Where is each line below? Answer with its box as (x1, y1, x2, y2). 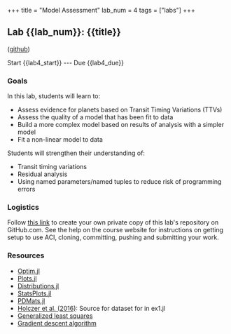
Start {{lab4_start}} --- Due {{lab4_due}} (7, 58, 125, 67)
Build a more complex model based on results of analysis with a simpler (17, 121, 225, 129)
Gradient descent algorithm (17, 319, 97, 327)
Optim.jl (17, 267, 41, 275)
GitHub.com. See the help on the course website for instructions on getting (7, 226, 224, 234)
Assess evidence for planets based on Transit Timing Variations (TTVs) (17, 105, 223, 114)
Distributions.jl (17, 281, 59, 290)
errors (17, 185, 36, 194)
